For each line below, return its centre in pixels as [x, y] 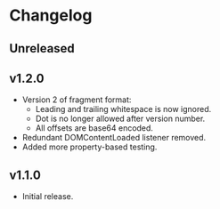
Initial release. [48, 197]
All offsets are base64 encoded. [94, 128]
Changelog [51, 16]
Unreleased [42, 48]
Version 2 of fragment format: [77, 100]
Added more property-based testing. [90, 147]
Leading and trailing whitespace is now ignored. [123, 109]
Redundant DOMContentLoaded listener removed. [114, 138]
